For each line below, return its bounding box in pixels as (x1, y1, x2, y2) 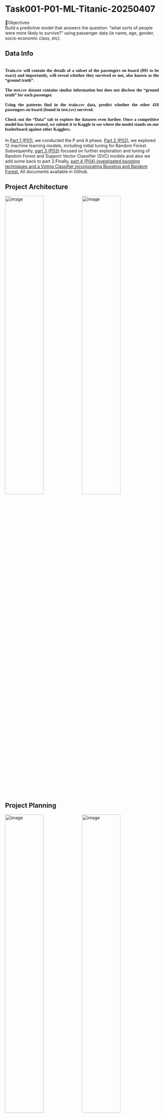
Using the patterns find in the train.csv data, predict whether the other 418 (5, 102, 159, 107)
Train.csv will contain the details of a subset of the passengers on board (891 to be (5, 68, 159, 73)
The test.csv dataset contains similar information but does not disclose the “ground (5, 87, 159, 93)
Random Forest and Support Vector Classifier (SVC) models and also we (5, 153, 150, 159)
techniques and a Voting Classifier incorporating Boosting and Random (5, 163, 148, 169)
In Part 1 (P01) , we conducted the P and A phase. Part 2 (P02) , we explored (5, 137, 156, 143)
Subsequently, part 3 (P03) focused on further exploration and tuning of (5, 148, 150, 154)
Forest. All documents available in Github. (5, 168, 89, 174)
